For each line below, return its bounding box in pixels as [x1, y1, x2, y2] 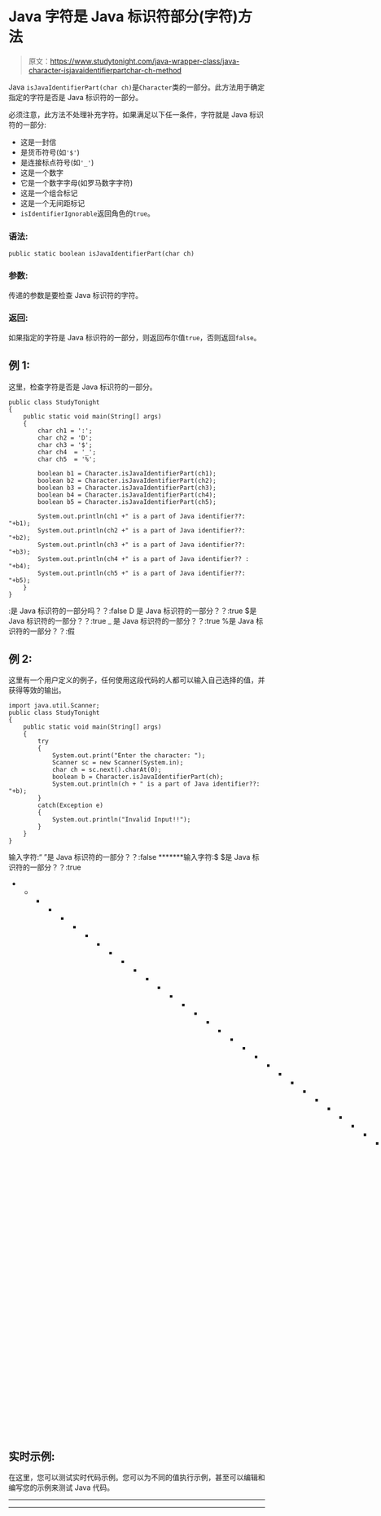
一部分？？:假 [29, 626, 76, 636]
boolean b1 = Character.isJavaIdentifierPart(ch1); [37, 469, 217, 477]
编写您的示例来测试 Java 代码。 [8, 1483, 115, 1492]
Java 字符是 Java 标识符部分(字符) [8, 7, 239, 26]
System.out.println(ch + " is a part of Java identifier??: [51, 780, 261, 788]
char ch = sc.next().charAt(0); [51, 766, 162, 774]
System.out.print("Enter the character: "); [51, 751, 206, 760]
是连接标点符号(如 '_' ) [20, 157, 94, 167]
